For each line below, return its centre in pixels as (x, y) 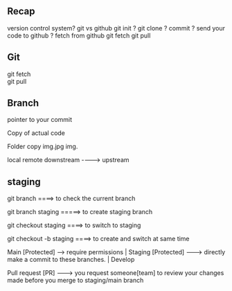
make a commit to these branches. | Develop (71, 260)
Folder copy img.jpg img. (43, 147)
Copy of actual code (36, 133)
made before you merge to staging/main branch (75, 281)
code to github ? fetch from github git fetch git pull (79, 35)
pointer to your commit (40, 120)
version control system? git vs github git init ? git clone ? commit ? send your (116, 28)
